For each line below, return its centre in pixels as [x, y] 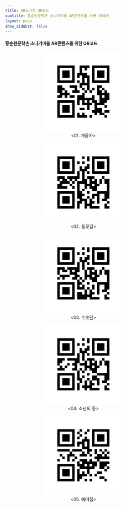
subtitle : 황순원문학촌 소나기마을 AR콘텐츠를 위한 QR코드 [58, 16]
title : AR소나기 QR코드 [27, 10]
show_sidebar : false [27, 26]
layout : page [19, 21]
